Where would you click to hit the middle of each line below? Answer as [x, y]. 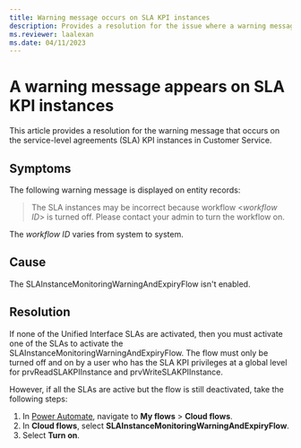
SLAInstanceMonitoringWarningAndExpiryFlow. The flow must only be [139, 353]
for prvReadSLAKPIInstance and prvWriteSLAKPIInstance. [116, 372]
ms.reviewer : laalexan [52, 34]
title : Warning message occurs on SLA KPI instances [110, 17]
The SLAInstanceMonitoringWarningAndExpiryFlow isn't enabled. [130, 284]
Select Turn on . [51, 435]
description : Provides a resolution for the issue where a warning [138, 26]
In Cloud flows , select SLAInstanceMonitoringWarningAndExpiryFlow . [155, 426]
